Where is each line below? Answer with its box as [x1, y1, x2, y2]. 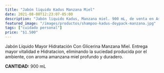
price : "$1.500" [5, 30, 38, 35]
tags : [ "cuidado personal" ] [5, 25, 62, 30]
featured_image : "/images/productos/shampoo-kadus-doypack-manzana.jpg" [5, 21, 156, 26]
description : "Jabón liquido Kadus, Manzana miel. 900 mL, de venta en [5, 16, 154, 21]
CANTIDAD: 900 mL [5, 63, 46, 69]
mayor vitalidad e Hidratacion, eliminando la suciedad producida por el [5, 49, 147, 54]
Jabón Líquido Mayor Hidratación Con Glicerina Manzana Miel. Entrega [5, 44, 148, 49]
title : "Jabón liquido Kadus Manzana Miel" [5, 7, 95, 12]
